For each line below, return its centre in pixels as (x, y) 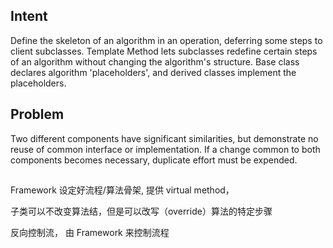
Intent (29, 16)
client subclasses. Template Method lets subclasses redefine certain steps (164, 51)
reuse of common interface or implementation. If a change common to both (165, 149)
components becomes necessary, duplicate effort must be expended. (154, 160)
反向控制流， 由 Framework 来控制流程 (90, 233)
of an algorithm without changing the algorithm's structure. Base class (155, 61)
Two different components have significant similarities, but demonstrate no (164, 138)
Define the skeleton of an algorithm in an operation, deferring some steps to (166, 40)
